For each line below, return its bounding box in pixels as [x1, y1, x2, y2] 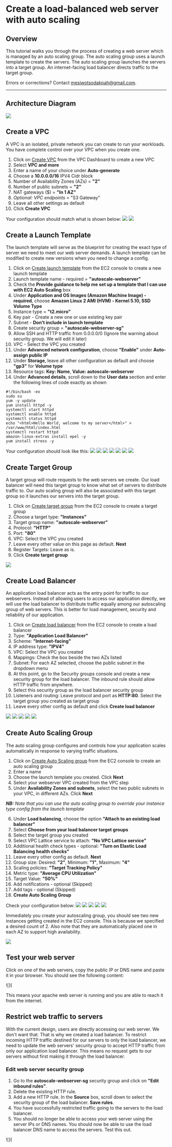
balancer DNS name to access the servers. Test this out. [13, 1127, 132, 1133]
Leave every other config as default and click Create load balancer [13, 703, 155, 710]
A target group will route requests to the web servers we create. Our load [6, 477, 160, 483]
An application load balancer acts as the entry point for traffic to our [6, 590, 149, 596]
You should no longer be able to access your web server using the [13, 1115, 153, 1122]
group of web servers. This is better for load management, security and [6, 607, 156, 613]
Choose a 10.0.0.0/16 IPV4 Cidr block [13, 173, 93, 179]
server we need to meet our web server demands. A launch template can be [6, 249, 166, 256]
